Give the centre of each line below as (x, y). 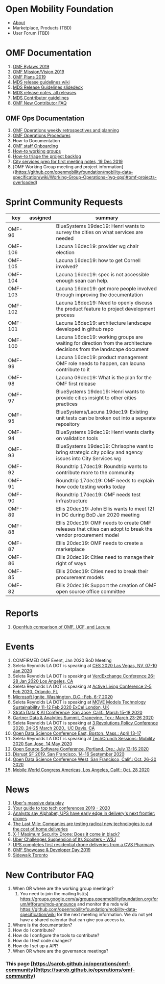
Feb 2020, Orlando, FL (35, 691)
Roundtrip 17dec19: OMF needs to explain (105, 480)
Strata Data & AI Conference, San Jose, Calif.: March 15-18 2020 (77, 712)
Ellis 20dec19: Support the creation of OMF (106, 585)
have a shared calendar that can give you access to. (72, 920)
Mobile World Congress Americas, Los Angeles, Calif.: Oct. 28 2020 (81, 770)
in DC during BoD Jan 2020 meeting (98, 515)
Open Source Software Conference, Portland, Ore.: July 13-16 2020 (81, 749)
